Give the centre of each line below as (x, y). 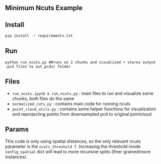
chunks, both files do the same (43, 98)
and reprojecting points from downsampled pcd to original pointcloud (82, 114)
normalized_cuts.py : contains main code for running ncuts (71, 103)
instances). (16, 157)
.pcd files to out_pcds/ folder (38, 66)
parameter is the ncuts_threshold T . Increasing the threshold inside (73, 146)
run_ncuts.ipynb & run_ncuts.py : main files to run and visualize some (83, 93)
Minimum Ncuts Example (44, 8)
